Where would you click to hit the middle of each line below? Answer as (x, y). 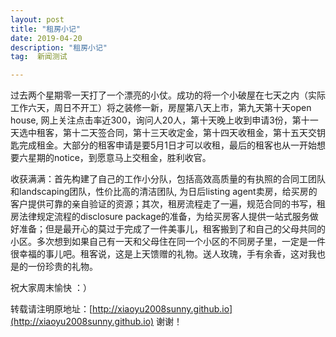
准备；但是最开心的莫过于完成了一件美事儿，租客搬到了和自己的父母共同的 (172, 229)
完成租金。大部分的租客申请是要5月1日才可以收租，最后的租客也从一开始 (167, 145)
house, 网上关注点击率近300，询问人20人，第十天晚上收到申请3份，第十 (160, 120)
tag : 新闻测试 (39, 57)
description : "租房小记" (59, 47)
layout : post (37, 19)
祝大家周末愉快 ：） (51, 288)
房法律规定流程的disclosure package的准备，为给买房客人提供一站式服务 (160, 217)
